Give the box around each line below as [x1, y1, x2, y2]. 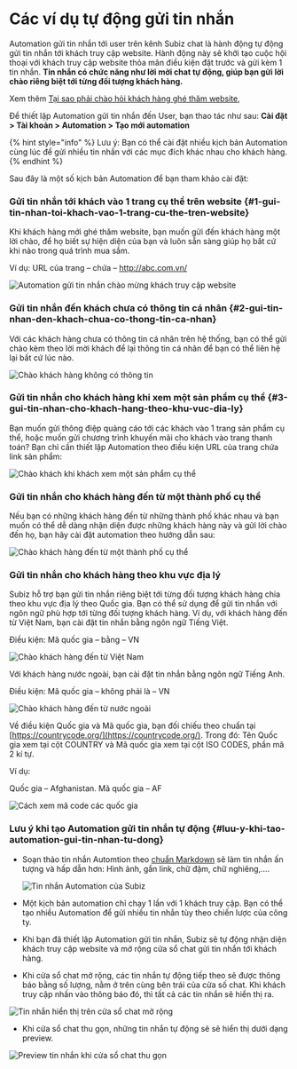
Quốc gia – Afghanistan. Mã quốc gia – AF [9, 783, 162, 794]
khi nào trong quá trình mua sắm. [9, 245, 130, 257]
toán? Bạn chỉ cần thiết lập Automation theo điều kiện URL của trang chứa [9, 441, 279, 452]
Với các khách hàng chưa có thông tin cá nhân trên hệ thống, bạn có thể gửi [9, 333, 287, 344]
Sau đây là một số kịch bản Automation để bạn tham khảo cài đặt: [9, 173, 249, 184]
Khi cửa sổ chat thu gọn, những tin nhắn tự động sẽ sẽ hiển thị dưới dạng [21, 1023, 288, 1033]
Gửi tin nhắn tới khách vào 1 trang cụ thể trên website [9, 195, 242, 208]
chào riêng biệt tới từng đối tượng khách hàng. [9, 75, 184, 86]
